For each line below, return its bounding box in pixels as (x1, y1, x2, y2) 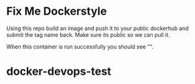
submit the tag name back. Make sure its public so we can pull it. (6, 31, 170, 38)
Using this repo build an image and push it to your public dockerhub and (6, 25, 189, 32)
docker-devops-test (6, 64, 112, 78)
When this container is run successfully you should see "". (6, 43, 154, 50)
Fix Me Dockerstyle (6, 4, 107, 18)
